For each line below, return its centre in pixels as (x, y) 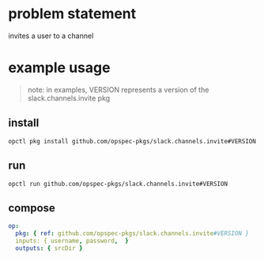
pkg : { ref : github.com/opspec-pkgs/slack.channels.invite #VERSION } (132, 234)
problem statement (72, 14)
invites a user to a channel (51, 36)
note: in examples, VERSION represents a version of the (118, 90)
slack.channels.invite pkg (69, 98)
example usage (59, 68)
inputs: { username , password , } (72, 241)
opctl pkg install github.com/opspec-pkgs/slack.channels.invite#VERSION (132, 141)
